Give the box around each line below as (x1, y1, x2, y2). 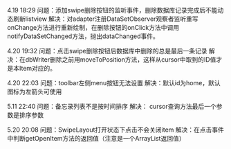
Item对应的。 (19, 64, 57, 72)
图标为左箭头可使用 (7, 87, 62, 96)
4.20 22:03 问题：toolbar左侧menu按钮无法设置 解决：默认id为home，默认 (7, 79, 221, 87)
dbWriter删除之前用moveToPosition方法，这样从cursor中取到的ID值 (25, 55, 216, 64)
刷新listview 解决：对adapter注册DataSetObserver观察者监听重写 (12, 15, 198, 23)
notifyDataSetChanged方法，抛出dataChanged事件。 (7, 32, 159, 40)
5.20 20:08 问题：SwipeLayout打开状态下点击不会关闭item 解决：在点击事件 (7, 125, 225, 134)
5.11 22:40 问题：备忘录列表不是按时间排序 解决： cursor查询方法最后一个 (7, 103, 216, 110)
